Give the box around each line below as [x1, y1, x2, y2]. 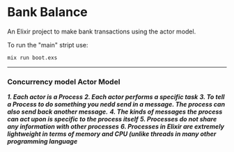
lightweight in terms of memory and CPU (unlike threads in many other [7, 130, 217, 138]
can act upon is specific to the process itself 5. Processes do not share [7, 115, 217, 123]
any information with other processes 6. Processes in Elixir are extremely [7, 123, 225, 131]
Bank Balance [7, 4, 88, 20]
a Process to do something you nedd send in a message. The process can [7, 100, 225, 109]
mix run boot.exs [7, 54, 58, 61]
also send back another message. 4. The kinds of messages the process [7, 107, 223, 116]
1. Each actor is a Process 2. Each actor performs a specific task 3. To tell [7, 93, 225, 101]
